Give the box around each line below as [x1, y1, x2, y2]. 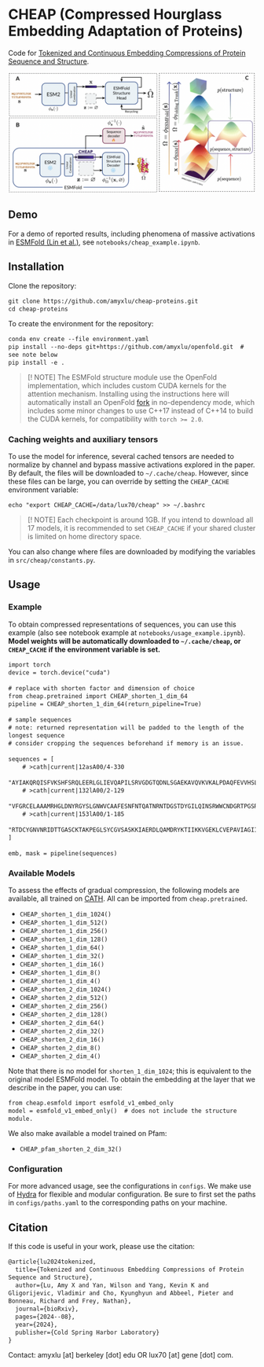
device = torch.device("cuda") [8, 668, 111, 677]
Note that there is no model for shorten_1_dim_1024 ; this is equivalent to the [8, 1066, 251, 1075]
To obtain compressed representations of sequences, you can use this [8, 619, 237, 629]
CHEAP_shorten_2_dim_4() [19, 1052, 101, 1060]
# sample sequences [8, 715, 72, 724]
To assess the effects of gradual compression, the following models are [8, 885, 240, 895]
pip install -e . [8, 358, 65, 366]
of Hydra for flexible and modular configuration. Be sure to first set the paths [8, 1189, 257, 1200]
